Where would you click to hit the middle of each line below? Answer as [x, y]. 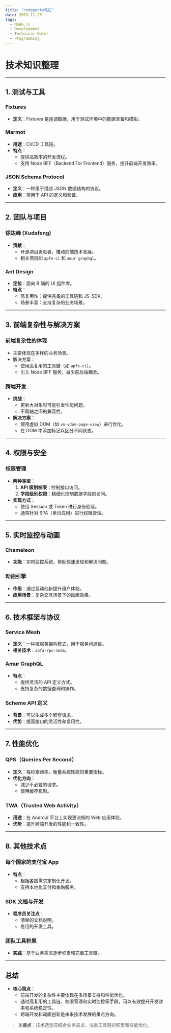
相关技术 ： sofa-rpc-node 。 [41, 650]
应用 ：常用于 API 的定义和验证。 [47, 195]
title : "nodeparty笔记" [30, 10]
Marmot [15, 132]
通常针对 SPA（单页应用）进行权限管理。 [63, 513]
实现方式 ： [24, 500]
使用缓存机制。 [36, 791]
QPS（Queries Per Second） [41, 760]
